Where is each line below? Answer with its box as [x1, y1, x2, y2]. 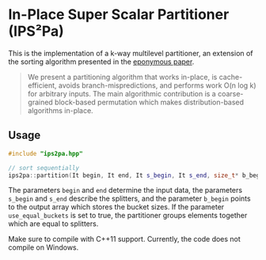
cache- [218, 72, 243, 81]
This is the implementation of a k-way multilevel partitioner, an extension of [8, 48, 253, 58]
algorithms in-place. [27, 105, 93, 115]
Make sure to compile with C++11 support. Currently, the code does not [8, 235, 241, 244]
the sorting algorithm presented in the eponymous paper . [8, 57, 195, 66]
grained [27, 97, 53, 107]
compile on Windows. [8, 243, 79, 252]
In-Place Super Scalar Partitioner [8, 6, 230, 24]
